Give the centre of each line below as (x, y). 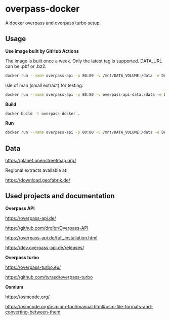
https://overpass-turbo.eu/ (33, 267)
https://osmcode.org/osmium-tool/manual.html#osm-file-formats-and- (79, 306)
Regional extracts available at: (36, 170)
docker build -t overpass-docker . (43, 114)
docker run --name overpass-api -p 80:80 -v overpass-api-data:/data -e (83, 94)
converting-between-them (33, 312)
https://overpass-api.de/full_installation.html (51, 238)
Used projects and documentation (60, 196)
